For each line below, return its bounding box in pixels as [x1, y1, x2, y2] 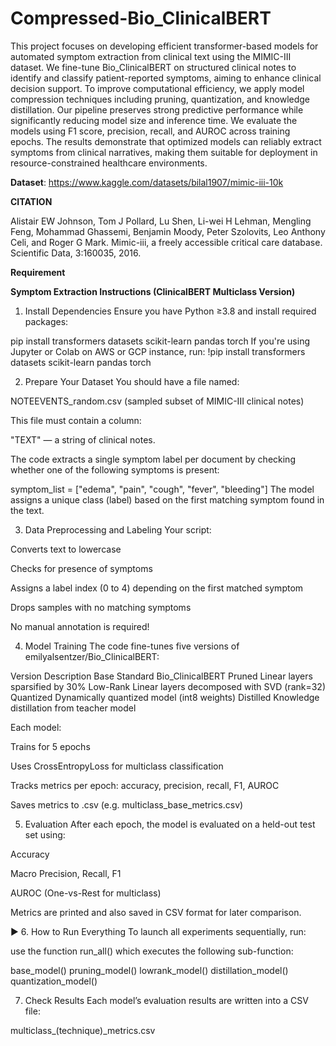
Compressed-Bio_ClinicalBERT [10, 7, 272, 30]
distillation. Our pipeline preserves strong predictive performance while [10, 103, 304, 116]
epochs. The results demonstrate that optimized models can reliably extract [10, 135, 322, 147]
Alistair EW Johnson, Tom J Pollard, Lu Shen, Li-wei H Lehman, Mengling [10, 215, 312, 227]
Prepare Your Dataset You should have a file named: [24, 375, 240, 387]
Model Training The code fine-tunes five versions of [24, 640, 240, 652]
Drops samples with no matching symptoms [10, 601, 192, 613]
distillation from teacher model [10, 702, 137, 714]
